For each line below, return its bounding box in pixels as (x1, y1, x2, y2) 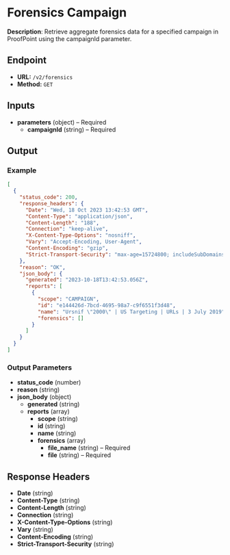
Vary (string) (16, 525, 53, 533)
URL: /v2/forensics (16, 73, 73, 81)
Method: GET (16, 80, 53, 88)
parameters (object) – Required (16, 118, 107, 126)
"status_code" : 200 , (19, 194, 78, 201)
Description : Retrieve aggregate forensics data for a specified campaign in (7, 27, 219, 36)
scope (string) (37, 415, 79, 423)
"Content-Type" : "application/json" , (25, 213, 133, 220)
